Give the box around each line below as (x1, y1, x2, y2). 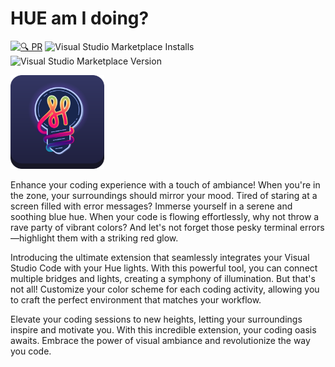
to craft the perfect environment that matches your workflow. (10, 293, 262, 306)
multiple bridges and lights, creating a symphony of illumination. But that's (10, 272, 316, 284)
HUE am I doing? (10, 7, 150, 30)
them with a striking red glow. (56, 232, 179, 244)
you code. (10, 345, 52, 357)
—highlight (10, 232, 55, 244)
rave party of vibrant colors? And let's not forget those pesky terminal (10, 221, 298, 233)
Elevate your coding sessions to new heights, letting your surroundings (10, 313, 303, 325)
